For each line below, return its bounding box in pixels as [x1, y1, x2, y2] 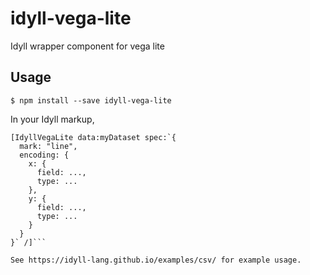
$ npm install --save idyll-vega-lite [10, 95, 172, 106]
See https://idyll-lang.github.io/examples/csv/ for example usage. [10, 255, 302, 265]
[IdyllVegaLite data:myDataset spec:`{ [10, 132, 177, 142]
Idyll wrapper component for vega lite [10, 40, 165, 52]
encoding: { [19, 150, 70, 160]
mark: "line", [19, 141, 78, 151]
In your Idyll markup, [10, 113, 95, 125]
